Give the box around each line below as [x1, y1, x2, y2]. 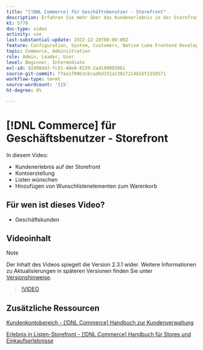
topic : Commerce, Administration [6, 48, 91, 54]
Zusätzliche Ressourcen [6, 303, 100, 313]
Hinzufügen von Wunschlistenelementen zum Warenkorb [14, 182, 158, 189]
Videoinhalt [6, 234, 51, 244]
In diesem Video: [6, 151, 48, 159]
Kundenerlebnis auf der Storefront [14, 163, 101, 170]
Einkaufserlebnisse [6, 337, 54, 345]
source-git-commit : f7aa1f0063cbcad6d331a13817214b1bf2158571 [6, 71, 166, 77]
